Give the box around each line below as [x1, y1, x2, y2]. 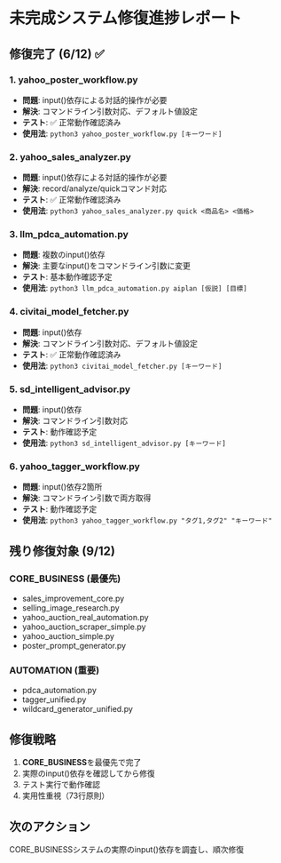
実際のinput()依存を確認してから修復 [21, 768, 155, 779]
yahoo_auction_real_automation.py [21, 612, 149, 623]
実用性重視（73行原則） [21, 790, 110, 801]
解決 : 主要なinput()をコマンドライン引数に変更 [21, 260, 191, 271]
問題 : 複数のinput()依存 [21, 250, 106, 260]
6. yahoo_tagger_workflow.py [9, 459, 140, 472]
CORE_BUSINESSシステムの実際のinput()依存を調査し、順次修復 [9, 843, 245, 854]
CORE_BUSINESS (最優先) [9, 572, 121, 585]
